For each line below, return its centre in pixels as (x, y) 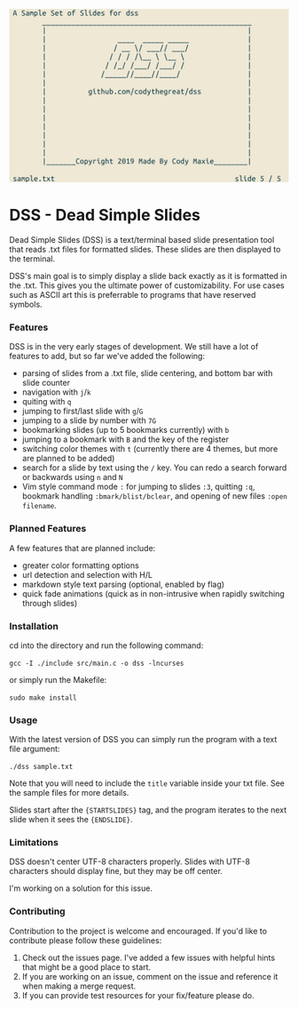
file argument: (35, 749)
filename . (39, 506)
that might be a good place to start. (86, 967)
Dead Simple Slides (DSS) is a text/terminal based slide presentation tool (142, 239)
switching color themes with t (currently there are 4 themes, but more (150, 449)
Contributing (37, 911)
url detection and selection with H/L (87, 574)
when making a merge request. (79, 986)
